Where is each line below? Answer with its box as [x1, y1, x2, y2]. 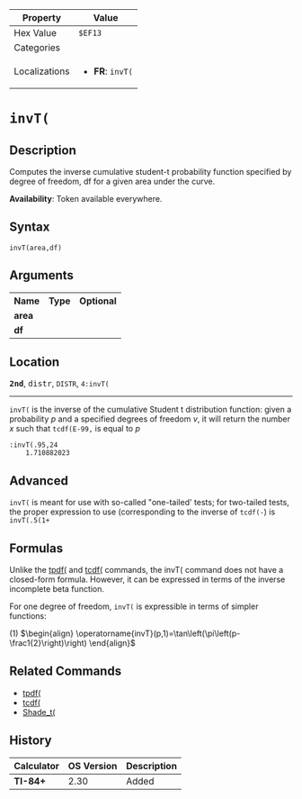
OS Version [67, 759, 118, 772]
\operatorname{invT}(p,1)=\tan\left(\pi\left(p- [75, 628, 241, 639]
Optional [79, 295, 117, 307]
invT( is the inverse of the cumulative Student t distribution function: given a [9, 404, 292, 415]
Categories [13, 41, 61, 53]
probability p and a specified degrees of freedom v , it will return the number [9, 413, 290, 424]
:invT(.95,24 [9, 440, 58, 449]
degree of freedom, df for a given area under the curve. [9, 176, 216, 186]
